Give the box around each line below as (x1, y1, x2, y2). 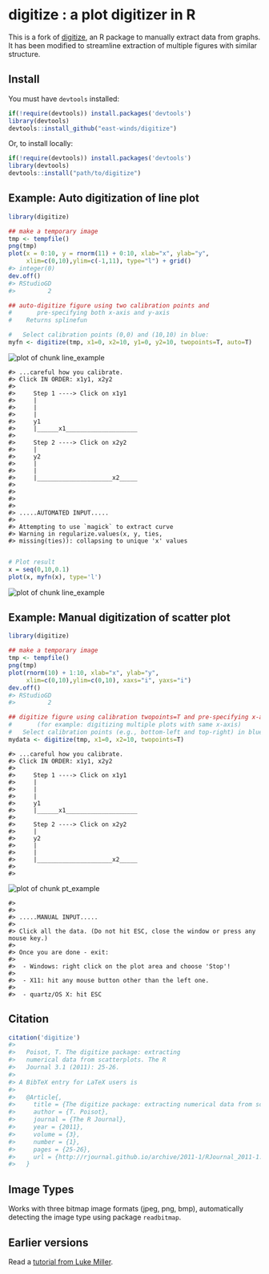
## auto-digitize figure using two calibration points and (8, 301, 210, 310)
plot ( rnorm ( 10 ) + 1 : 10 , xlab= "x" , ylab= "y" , (8, 669, 159, 677)
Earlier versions (8, 1235, 89, 1249)
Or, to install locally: (8, 139, 74, 149)
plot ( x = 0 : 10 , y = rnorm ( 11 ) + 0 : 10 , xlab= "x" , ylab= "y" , (8, 250, 210, 258)
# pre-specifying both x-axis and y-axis (8, 309, 171, 317)
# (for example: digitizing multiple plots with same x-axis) (8, 721, 242, 729)
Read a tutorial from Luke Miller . (8, 1256, 114, 1266)
